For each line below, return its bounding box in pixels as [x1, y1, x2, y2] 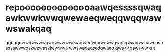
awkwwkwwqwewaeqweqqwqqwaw [5, 12, 162, 24]
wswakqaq [5, 23, 52, 34]
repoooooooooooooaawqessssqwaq [5, 2, 162, 13]
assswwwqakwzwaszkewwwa [5, 45, 68, 51]
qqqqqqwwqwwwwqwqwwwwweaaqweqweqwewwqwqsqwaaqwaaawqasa [5, 39, 163, 45]
